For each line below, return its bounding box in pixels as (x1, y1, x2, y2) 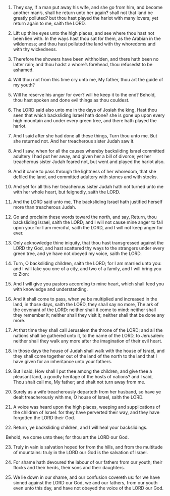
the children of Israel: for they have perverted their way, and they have (13, 409, 160, 415)
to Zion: (13, 271, 29, 277)
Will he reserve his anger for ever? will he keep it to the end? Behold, (13, 92, 156, 97)
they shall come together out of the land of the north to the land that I (13, 353, 157, 359)
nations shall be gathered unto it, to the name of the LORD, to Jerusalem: (13, 333, 164, 338)
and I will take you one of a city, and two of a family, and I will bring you (13, 266, 162, 272)
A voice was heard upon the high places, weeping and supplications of (13, 404, 160, 410)
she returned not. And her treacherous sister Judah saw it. (13, 138, 135, 144)
